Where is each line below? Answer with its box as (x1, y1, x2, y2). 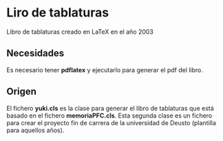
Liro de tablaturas (6, 5, 109, 21)
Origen (6, 86, 37, 98)
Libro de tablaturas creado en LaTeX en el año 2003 (6, 28, 154, 36)
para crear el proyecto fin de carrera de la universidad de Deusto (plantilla (6, 118, 216, 127)
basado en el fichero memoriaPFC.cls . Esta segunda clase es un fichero (6, 111, 213, 120)
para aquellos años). (6, 126, 65, 134)
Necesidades (6, 47, 65, 59)
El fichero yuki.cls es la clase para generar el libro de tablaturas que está (6, 104, 214, 112)
